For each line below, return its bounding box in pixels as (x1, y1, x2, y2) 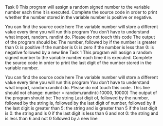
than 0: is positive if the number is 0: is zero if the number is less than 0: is (5, 45, 154, 50)
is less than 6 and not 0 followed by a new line (5, 116, 98, 121)
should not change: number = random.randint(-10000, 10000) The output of (5, 90, 157, 95)
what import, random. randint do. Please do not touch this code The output (5, 34, 155, 40)
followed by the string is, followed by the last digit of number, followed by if (5, 100, 156, 106)
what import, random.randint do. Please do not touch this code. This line (5, 85, 150, 90)
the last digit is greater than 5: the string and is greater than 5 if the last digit (5, 105, 157, 111)
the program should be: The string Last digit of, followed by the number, (5, 95, 149, 101)
